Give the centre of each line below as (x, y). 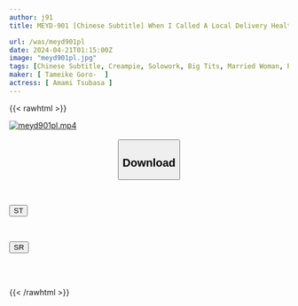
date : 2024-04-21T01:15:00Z (61, 50)
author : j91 (31, 17)
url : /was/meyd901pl (47, 42)
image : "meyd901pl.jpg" (53, 59)
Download (149, 163)
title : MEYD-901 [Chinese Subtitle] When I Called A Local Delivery (138, 26)
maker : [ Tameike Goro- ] (59, 75)
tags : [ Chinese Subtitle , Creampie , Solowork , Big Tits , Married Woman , (146, 67)
